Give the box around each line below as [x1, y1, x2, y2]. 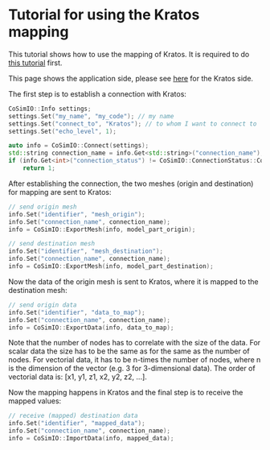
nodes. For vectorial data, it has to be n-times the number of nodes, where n [8, 355, 261, 365]
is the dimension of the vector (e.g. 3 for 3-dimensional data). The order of [8, 364, 256, 374]
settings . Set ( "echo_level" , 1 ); [8, 127, 117, 135]
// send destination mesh [8, 240, 95, 248]
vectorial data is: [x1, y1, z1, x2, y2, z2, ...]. [8, 372, 147, 382]
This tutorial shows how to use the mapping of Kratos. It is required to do [8, 49, 250, 59]
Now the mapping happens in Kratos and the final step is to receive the [8, 388, 243, 398]
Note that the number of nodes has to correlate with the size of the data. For [8, 338, 261, 348]
